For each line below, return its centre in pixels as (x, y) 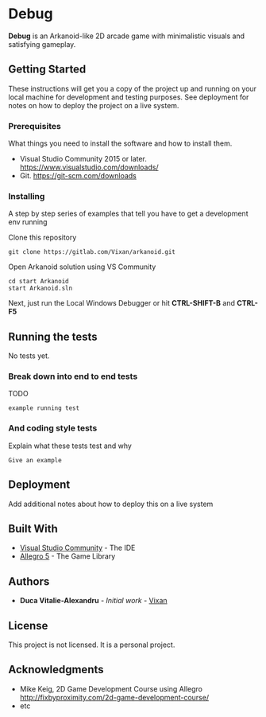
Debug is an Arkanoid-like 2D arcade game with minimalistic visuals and (126, 36)
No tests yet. (29, 356)
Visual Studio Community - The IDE (77, 548)
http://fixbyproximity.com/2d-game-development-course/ (114, 697)
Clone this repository (42, 238)
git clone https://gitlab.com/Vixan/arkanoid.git (92, 252)
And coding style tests (53, 428)
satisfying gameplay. (42, 44)
